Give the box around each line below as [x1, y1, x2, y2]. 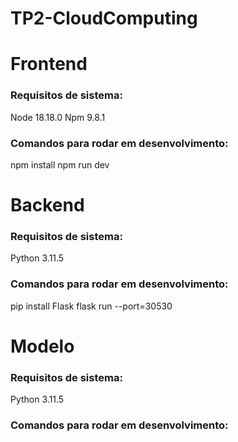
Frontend [10, 53, 88, 76]
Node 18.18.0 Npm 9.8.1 [10, 111, 106, 123]
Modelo [10, 335, 75, 357]
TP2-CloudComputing [10, 7, 198, 30]
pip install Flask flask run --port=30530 [10, 300, 173, 312]
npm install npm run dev [10, 158, 110, 171]
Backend [10, 194, 85, 217]
